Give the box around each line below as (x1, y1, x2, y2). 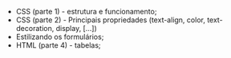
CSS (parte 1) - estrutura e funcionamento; (15, 7, 157, 16)
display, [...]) (55, 24, 98, 33)
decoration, (15, 24, 55, 33)
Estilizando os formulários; (15, 32, 104, 41)
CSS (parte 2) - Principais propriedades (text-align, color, (15, 15, 206, 25)
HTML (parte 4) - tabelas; (15, 41, 102, 50)
